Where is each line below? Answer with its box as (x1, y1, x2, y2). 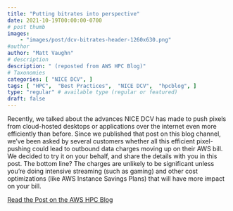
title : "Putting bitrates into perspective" (7, 10, 140, 18)
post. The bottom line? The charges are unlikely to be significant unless (7, 160, 215, 167)
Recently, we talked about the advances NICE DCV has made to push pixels (7, 115, 227, 123)
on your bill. (7, 182, 42, 190)
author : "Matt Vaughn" (7, 50, 74, 57)
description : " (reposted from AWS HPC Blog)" (7, 63, 146, 70)
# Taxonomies (7, 69, 46, 76)
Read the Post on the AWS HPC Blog (7, 196, 113, 204)
